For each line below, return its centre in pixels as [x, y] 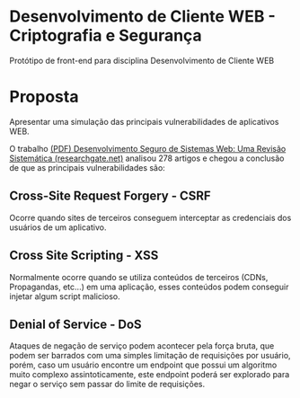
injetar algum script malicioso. [65, 296]
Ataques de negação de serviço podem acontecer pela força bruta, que [142, 346]
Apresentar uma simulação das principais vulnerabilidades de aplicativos [144, 121]
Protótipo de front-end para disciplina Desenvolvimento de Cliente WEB [142, 60]
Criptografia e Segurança [106, 35]
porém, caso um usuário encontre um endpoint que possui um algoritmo [143, 365]
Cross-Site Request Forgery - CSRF [110, 196]
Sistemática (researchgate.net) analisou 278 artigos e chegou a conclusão [147, 158]
